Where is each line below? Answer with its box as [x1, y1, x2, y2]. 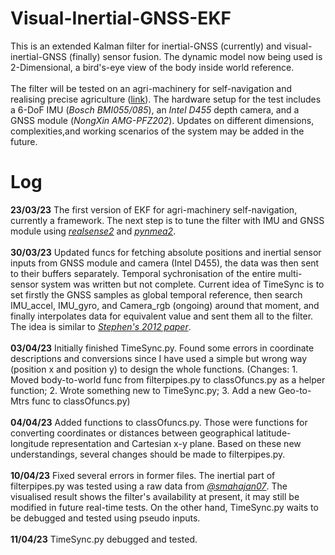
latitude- [256, 427, 292, 439]
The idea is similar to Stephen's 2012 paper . [10, 320, 192, 332]
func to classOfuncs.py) [31, 395, 131, 407]
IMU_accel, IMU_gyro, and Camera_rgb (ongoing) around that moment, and [10, 299, 320, 311]
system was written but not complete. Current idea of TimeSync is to [40, 278, 325, 290]
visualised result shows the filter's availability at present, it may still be [10, 490, 300, 502]
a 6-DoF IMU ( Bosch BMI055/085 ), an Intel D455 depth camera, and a [10, 103, 300, 116]
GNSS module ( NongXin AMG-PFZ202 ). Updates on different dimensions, [10, 114, 315, 126]
